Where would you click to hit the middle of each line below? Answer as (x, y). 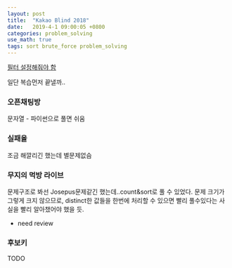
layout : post (26, 14)
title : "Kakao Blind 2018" (49, 20)
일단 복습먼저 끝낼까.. (36, 82)
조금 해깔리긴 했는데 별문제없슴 (50, 155)
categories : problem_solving (50, 33)
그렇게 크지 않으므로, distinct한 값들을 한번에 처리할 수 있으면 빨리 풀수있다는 (112, 200)
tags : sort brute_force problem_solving (67, 46)
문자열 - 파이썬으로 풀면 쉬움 (46, 119)
